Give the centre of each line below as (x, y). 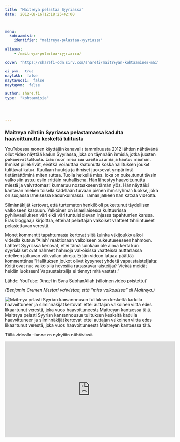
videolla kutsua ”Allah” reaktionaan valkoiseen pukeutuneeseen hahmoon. (79, 240)
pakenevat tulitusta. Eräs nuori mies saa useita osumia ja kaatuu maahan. (78, 159)
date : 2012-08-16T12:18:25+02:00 (40, 14)
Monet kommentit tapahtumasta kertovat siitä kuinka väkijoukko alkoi (74, 235)
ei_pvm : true (19, 71)
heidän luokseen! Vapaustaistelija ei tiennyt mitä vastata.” (62, 271)
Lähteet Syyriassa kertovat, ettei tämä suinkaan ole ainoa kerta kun (72, 246)
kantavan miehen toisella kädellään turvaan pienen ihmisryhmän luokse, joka (82, 191)
